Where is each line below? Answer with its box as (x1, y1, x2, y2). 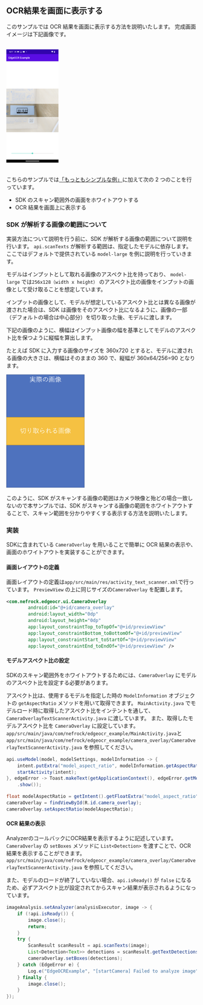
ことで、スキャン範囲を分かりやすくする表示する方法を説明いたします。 (11, 510, 191, 517)
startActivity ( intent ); (17, 769, 77, 775)
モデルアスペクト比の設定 (6, 657, 70, 664)
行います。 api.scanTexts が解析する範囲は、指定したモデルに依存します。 (6, 243, 192, 250)
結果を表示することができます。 (6, 850, 86, 857)
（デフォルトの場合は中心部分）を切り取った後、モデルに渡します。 (6, 313, 175, 321)
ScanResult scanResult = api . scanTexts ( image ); (28, 943, 150, 949)
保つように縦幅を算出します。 (22, 334, 96, 341)
